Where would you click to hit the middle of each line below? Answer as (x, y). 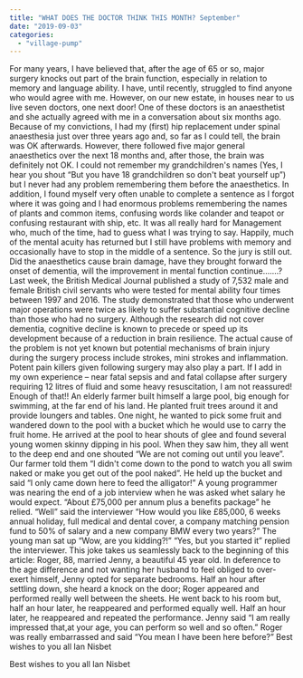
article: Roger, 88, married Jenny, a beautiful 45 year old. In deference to (145, 560)
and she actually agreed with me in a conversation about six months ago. (146, 117)
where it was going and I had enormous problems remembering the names (148, 204)
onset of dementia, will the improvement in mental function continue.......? (146, 271)
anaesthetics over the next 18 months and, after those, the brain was (137, 156)
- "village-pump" (50, 43)
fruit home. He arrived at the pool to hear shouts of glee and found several (148, 435)
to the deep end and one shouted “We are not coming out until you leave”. (147, 454)
